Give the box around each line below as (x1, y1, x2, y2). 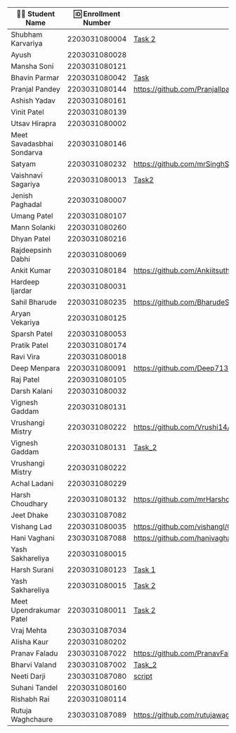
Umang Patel (11, 211, 53, 220)
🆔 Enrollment (73, 9, 121, 18)
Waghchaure (11, 715, 53, 724)
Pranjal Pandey (11, 84, 61, 94)
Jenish (11, 191, 33, 200)
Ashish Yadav (11, 96, 56, 105)
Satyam (11, 159, 37, 168)
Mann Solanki (11, 223, 56, 232)
